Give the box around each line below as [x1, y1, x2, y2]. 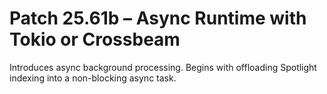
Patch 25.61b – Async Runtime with [9, 7, 307, 30]
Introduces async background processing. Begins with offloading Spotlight [9, 61, 317, 73]
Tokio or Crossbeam [9, 28, 181, 51]
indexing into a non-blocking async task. [9, 72, 177, 84]
